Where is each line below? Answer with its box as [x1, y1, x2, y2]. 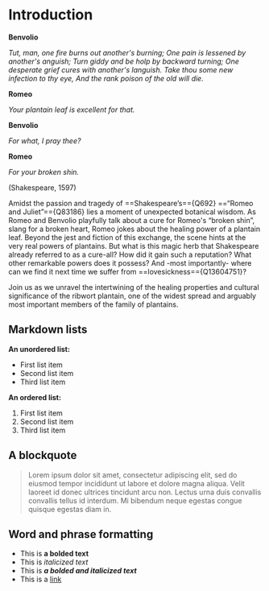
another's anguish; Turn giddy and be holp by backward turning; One [8, 56, 239, 66]
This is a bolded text [19, 549, 89, 559]
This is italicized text [19, 557, 89, 567]
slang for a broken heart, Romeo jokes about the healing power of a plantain [8, 224, 260, 234]
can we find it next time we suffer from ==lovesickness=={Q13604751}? [8, 267, 247, 276]
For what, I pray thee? [8, 135, 81, 146]
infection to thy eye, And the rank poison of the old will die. [8, 73, 204, 83]
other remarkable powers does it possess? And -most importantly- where [8, 258, 252, 267]
